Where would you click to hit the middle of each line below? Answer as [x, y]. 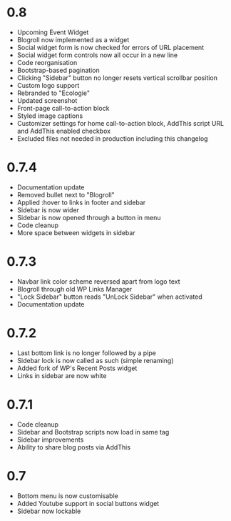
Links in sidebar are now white [62, 375]
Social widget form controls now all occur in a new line [97, 55]
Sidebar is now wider [48, 210]
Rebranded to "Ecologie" [53, 93]
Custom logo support [48, 85]
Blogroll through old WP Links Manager [75, 289]
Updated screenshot [47, 100]
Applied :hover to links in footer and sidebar [81, 202]
